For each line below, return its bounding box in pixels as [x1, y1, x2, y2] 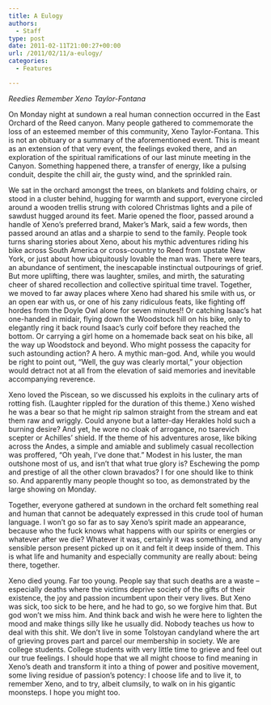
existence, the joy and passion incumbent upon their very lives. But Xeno [8, 593, 252, 602]
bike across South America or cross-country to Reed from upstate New [8, 245, 246, 255]
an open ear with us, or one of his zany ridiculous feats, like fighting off [8, 297, 246, 306]
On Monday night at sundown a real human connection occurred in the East [8, 109, 260, 119]
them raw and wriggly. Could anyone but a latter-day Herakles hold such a [8, 416, 256, 425]
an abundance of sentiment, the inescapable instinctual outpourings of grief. [8, 262, 264, 272]
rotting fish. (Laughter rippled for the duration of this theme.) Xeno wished [8, 398, 256, 408]
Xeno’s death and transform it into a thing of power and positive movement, [8, 661, 260, 671]
